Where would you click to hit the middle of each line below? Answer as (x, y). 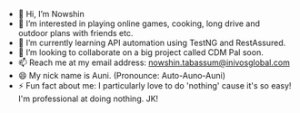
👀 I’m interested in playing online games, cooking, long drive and (139, 24)
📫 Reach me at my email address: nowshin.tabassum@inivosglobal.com (154, 62)
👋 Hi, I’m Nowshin (51, 14)
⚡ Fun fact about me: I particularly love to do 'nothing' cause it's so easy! (155, 85)
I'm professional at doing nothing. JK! (88, 99)
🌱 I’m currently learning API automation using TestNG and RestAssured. (152, 42)
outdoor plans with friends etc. (75, 33)
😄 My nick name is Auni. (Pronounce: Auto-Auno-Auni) (121, 75)
